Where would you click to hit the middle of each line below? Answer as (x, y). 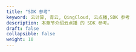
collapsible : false (31, 34)
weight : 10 (20, 39)
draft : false (23, 28)
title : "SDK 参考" (28, 12)
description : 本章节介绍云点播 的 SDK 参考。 (59, 23)
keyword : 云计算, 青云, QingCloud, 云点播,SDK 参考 (68, 17)
